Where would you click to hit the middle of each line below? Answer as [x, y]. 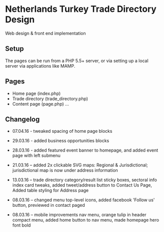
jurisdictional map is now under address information [65, 170]
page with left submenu [36, 155]
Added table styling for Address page [50, 191]
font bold [21, 225]
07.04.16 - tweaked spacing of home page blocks [62, 131]
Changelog [22, 119]
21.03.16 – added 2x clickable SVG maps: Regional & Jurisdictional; [80, 165]
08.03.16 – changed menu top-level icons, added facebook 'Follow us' [83, 200]
